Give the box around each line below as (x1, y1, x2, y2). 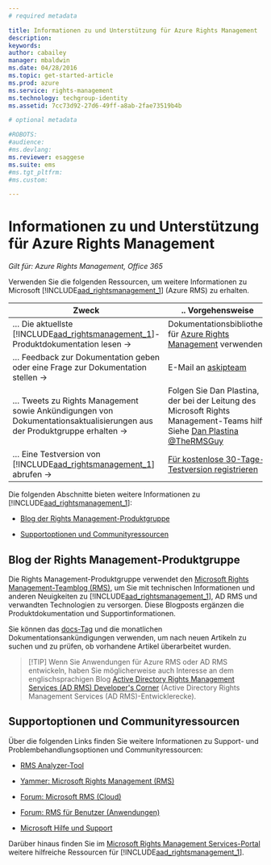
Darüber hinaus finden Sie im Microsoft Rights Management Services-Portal (8, 838, 261, 848)
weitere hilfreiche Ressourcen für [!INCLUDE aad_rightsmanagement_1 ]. (8, 847, 244, 857)
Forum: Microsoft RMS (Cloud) (19, 792, 122, 801)
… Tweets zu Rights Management (12, 395, 139, 406)
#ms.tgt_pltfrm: (8, 168, 63, 176)
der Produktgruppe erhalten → (12, 426, 128, 437)
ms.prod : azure (8, 78, 60, 87)
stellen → (12, 372, 48, 384)
